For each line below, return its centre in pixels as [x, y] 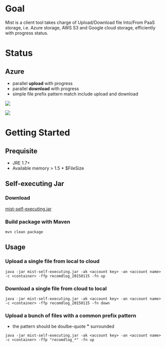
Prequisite [21, 151]
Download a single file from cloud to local [56, 288]
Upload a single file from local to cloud [52, 261]
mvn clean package [24, 232]
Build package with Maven [38, 222]
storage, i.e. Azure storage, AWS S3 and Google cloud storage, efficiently [80, 27]
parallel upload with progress [42, 83]
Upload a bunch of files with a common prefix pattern [71, 315]
